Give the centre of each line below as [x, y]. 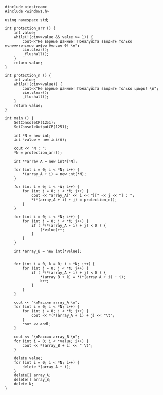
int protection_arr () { [30, 28]
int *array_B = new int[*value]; [48, 251]
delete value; [28, 358]
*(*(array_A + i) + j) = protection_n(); [74, 200]
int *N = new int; [33, 136]
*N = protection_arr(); [38, 153]
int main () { [20, 118]
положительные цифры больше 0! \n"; [42, 46]
